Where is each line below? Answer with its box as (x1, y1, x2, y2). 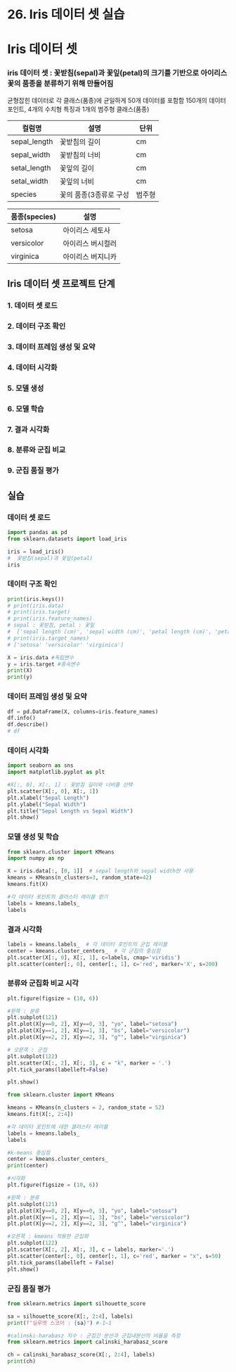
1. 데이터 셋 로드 (7, 300, 58, 310)
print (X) (7, 667, 33, 674)
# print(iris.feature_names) (7, 615, 93, 623)
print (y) (7, 673, 33, 681)
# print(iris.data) (7, 602, 65, 609)
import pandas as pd (7, 529, 68, 536)
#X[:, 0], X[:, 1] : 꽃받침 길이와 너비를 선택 (7, 782, 133, 789)
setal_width (11, 176, 48, 186)
